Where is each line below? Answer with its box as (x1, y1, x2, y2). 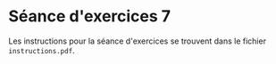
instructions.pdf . (8, 44, 75, 55)
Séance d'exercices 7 (8, 6, 171, 27)
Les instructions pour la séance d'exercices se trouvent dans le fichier (8, 36, 267, 46)
